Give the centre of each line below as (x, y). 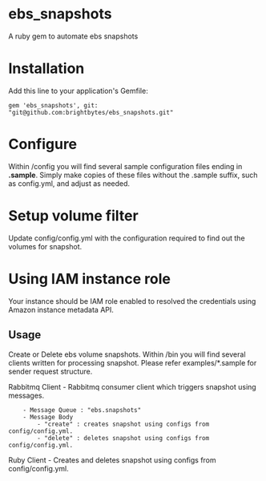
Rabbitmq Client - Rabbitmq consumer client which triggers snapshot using (132, 386)
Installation (46, 69)
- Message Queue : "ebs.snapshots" (82, 410)
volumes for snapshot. (45, 246)
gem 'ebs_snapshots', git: (53, 105)
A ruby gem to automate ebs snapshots (73, 36)
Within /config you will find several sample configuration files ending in (125, 166)
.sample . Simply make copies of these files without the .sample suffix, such (133, 175)
